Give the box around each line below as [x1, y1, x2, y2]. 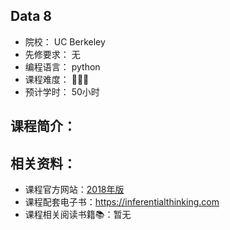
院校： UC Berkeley [24, 35, 106, 48]
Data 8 [10, 8, 52, 25]
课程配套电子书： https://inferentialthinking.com [24, 196, 220, 208]
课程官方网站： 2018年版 [24, 184, 125, 196]
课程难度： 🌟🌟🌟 [24, 73, 90, 85]
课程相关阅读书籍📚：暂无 [24, 209, 132, 221]
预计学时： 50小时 [24, 85, 100, 98]
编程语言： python [24, 60, 101, 73]
